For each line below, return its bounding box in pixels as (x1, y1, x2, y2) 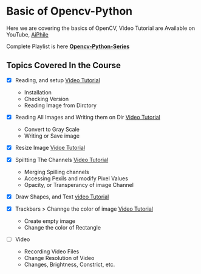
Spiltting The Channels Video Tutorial (15, 156, 109, 163)
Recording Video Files (24, 248, 80, 255)
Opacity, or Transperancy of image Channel (24, 181, 134, 188)
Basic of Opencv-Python (6, 4, 133, 18)
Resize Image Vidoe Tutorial (15, 144, 86, 151)
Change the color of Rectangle (24, 224, 101, 231)
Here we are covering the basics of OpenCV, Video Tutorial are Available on (6, 24, 196, 32)
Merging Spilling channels (24, 169, 89, 175)
